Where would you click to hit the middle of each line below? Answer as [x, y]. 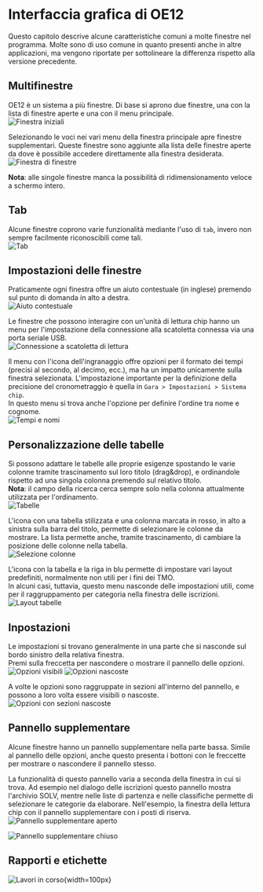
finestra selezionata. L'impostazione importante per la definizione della [122, 378]
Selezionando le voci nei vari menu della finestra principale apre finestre [125, 137]
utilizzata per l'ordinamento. [53, 497]
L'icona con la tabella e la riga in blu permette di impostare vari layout [121, 569]
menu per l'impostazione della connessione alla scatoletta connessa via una [131, 330]
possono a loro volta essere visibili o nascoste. [84, 695]
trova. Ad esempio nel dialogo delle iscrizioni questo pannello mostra [120, 787]
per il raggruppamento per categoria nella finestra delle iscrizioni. [114, 594]
